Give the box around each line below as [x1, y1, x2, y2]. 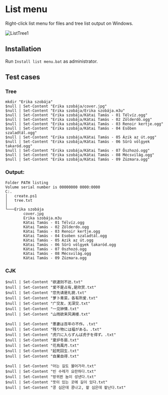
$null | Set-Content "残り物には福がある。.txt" [5, 327, 102, 332]
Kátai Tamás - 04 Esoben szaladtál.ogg [23, 233, 107, 238]
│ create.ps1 [5, 193, 37, 198]
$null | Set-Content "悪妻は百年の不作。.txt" [5, 322, 98, 327]
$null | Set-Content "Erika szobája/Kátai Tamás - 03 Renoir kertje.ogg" [5, 121, 164, 127]
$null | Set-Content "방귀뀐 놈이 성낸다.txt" [5, 374, 96, 380]
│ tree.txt [5, 198, 33, 203]
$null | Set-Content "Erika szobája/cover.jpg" [5, 104, 107, 109]
